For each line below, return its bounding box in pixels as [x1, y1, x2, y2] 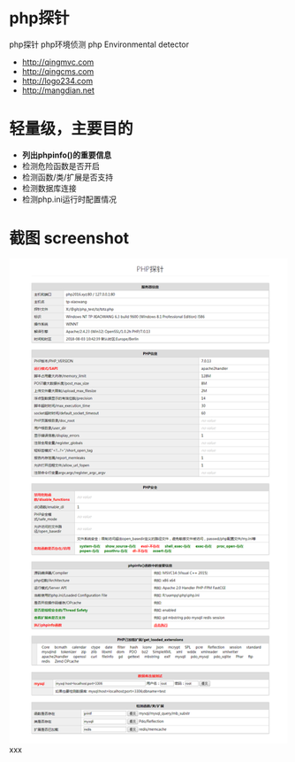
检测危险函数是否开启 [21, 160, 100, 171]
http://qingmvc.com [21, 57, 95, 67]
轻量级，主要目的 [9, 119, 134, 139]
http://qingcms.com [21, 65, 95, 76]
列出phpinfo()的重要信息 [21, 150, 112, 160]
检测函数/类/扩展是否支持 [21, 172, 113, 182]
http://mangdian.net [21, 85, 95, 96]
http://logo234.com [21, 75, 94, 86]
